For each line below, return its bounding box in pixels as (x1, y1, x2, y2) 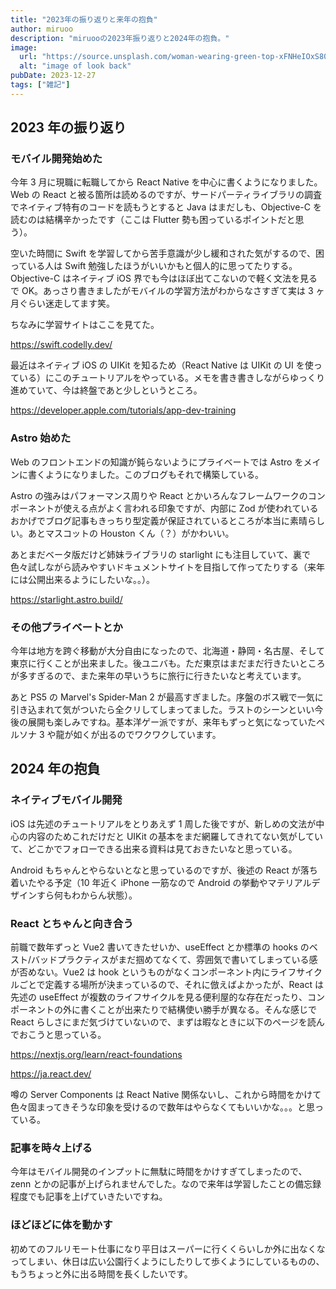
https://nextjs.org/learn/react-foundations (10, 1049, 183, 1061)
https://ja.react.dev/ (10, 1068, 92, 1080)
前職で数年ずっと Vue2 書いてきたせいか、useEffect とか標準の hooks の (10, 941, 310, 953)
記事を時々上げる (10, 1141, 93, 1155)
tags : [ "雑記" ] (10, 80, 71, 90)
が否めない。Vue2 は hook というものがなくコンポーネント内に (10, 966, 271, 978)
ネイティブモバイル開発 (10, 793, 123, 807)
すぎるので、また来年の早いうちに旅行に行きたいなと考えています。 (27, 670, 307, 682)
